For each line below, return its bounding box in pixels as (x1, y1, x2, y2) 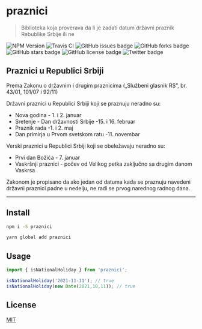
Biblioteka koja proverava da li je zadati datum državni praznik (20, 24, 174, 31)
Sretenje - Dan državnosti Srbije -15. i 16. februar (14, 118, 136, 125)
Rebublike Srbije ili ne (20, 30, 75, 37)
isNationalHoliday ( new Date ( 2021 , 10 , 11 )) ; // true (6, 283, 136, 289)
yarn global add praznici (6, 234, 71, 241)
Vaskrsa (14, 166, 35, 174)
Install (6, 208, 30, 218)
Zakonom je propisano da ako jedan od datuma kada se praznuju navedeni (6, 178, 191, 186)
